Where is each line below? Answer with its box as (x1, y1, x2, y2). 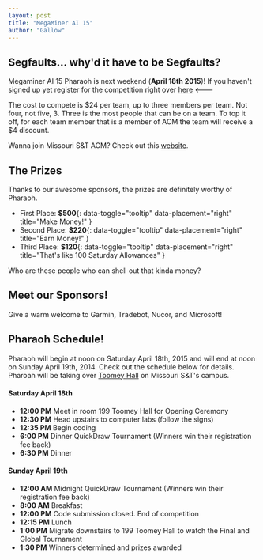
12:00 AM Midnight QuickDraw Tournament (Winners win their (19, 484, 224, 494)
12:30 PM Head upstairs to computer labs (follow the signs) (19, 414, 214, 424)
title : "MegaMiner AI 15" (8, 19, 93, 27)
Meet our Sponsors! (8, 289, 108, 302)
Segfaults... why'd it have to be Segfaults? (8, 55, 221, 69)
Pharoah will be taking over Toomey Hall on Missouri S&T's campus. (8, 370, 230, 380)
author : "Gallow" (8, 26, 66, 34)
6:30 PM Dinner (19, 448, 73, 457)
